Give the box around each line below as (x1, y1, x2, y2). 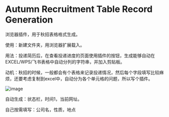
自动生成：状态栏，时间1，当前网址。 (5, 96, 82, 102)
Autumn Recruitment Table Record (5, 3, 153, 15)
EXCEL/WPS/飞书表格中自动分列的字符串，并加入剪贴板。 (5, 58, 125, 64)
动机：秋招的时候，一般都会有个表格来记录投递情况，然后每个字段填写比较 (5, 69, 159, 75)
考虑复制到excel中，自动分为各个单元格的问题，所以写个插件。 (22, 75, 153, 81)
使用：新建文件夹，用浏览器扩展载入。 (5, 41, 84, 48)
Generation (5, 14, 53, 25)
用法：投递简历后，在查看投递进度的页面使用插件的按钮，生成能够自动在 (5, 52, 155, 58)
